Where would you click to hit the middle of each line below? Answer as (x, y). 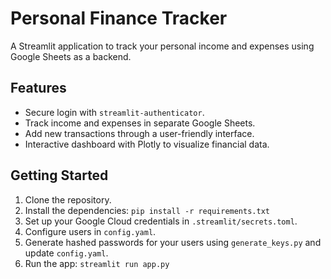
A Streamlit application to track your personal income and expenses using (162, 46)
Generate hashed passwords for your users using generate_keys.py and (173, 242)
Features (38, 88)
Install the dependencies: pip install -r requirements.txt (147, 210)
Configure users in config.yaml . (90, 231)
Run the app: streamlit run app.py (97, 263)
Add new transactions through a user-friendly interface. (139, 133)
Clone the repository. (68, 199)
